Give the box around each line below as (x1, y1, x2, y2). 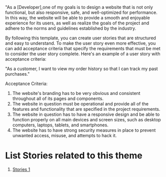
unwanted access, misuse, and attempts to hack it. (12, 133, 117, 138)
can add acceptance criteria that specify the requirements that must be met (5, 46, 161, 51)
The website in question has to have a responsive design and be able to (12, 111, 160, 117)
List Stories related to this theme (5, 150, 143, 161)
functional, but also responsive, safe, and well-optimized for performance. (5, 9, 158, 15)
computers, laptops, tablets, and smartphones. (12, 122, 109, 128)
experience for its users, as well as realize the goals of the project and (5, 20, 150, 26)
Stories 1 (12, 166, 30, 172)
